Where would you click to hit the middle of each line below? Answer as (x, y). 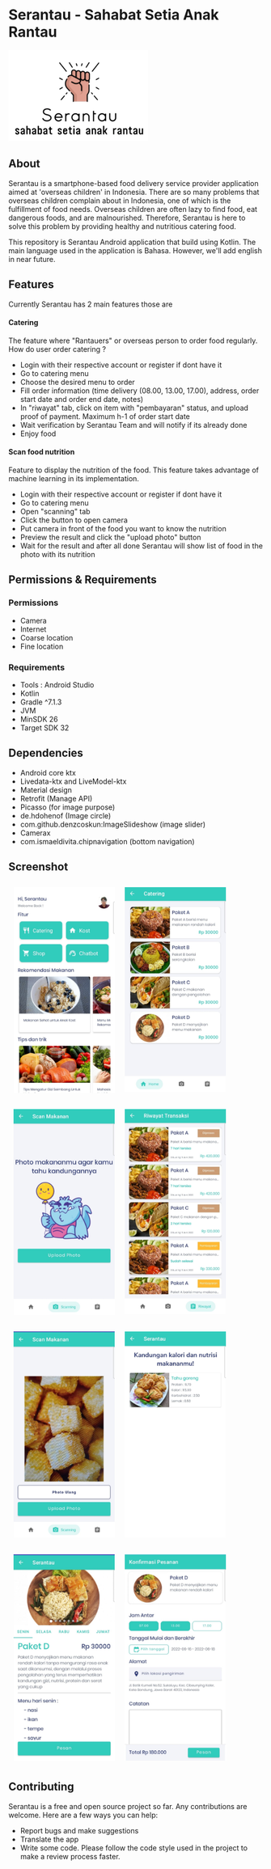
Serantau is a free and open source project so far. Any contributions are (128, 1806)
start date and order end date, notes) (82, 399)
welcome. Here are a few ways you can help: (83, 1815)
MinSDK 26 (39, 719)
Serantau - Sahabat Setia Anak (114, 15)
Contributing (41, 1787)
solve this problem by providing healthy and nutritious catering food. (123, 226)
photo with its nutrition (57, 554)
